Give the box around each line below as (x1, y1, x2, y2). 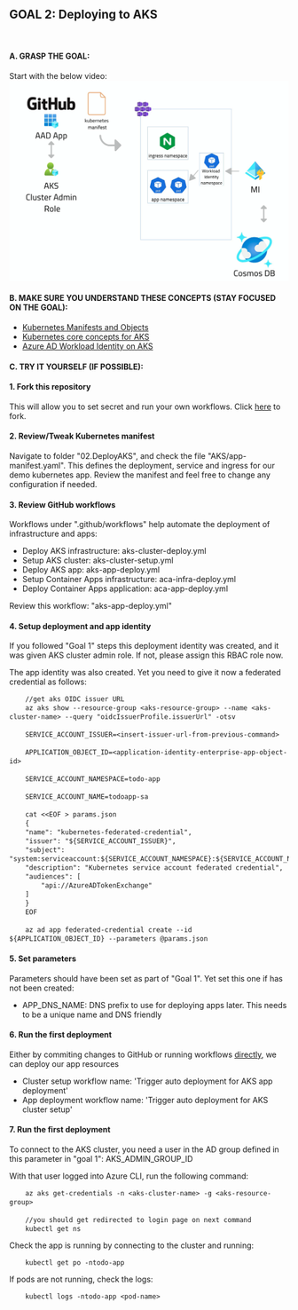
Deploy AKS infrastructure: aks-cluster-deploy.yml (21, 546, 207, 556)
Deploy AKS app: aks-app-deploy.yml (21, 564, 161, 575)
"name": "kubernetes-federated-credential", (25, 828, 192, 837)
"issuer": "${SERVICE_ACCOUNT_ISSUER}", (25, 837, 176, 846)
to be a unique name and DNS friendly (21, 1009, 162, 1020)
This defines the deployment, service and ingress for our (67, 460, 275, 470)
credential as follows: (9, 676, 87, 687)
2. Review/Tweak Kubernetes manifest (9, 430, 155, 442)
